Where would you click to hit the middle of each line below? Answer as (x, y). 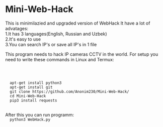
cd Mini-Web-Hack (28, 96)
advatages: (17, 28)
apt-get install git (31, 87)
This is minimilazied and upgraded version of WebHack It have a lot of (78, 23)
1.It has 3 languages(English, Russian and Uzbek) (56, 34)
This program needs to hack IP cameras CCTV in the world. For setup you (82, 54)
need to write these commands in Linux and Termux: (60, 59)
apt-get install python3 (36, 83)
